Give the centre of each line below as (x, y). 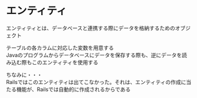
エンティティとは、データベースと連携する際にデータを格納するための (91, 28)
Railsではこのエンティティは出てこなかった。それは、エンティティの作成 (94, 82)
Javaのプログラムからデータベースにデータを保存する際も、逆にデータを (94, 55)
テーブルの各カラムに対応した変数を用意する (60, 48)
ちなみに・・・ (24, 75)
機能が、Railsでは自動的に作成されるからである (74, 89)
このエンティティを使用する (65, 62)
